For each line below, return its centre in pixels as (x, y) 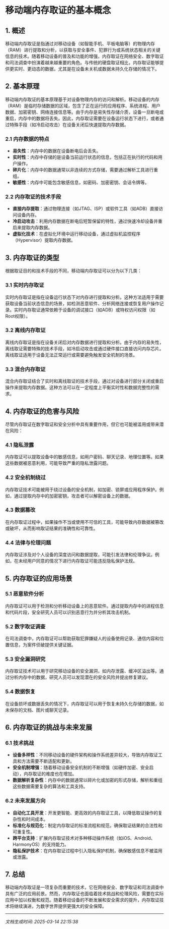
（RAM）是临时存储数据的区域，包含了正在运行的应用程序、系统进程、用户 (83, 105)
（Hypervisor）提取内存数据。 (44, 240)
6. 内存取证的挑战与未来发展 (49, 727)
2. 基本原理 (22, 86)
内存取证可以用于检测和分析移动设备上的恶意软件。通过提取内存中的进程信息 (84, 606)
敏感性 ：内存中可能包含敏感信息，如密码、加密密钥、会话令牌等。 (81, 183)
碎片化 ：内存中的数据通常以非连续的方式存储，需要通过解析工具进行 (83, 170)
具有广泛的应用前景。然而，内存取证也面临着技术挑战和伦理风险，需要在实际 (84, 894)
